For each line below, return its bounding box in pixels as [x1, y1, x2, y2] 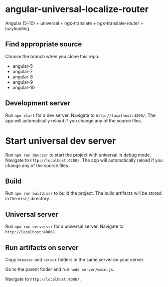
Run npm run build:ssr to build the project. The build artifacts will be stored [5, 190, 162, 196]
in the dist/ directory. [5, 196, 51, 202]
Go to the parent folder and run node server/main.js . [5, 266, 115, 272]
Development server [5, 99, 71, 107]
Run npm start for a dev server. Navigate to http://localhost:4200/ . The [5, 112, 156, 118]
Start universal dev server [5, 135, 116, 147]
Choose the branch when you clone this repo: [5, 53, 100, 59]
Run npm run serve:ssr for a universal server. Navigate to [5, 223, 124, 229]
